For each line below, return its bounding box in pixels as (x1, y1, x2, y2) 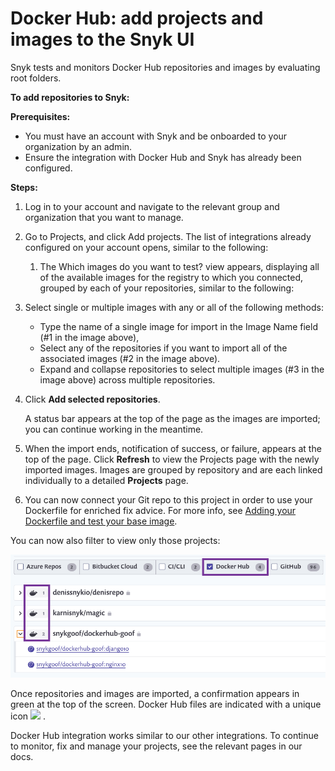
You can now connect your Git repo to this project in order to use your (24, 493, 313, 506)
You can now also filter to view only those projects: (10, 534, 221, 546)
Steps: (10, 181, 38, 193)
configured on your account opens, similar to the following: (24, 241, 269, 253)
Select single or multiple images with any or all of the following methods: (24, 301, 324, 313)
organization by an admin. (24, 140, 133, 152)
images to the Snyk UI (10, 28, 195, 51)
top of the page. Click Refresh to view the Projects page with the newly (24, 453, 320, 465)
